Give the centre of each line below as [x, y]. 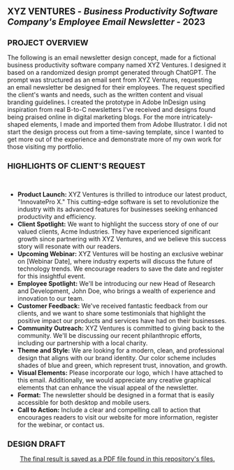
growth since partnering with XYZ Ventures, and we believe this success [122, 239]
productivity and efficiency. [57, 217]
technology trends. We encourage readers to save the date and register [120, 269]
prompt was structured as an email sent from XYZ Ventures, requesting [110, 80]
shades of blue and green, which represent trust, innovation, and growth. [122, 365]
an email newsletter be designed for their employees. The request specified [116, 87]
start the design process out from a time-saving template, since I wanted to [116, 132]
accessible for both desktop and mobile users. [84, 403]
